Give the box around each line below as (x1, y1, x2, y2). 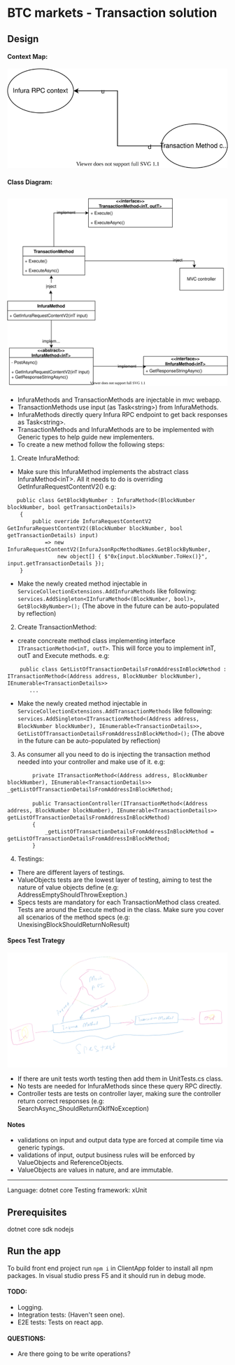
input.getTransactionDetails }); (7, 560, 105, 567)
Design (7, 33, 39, 45)
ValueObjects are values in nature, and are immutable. (17, 1166, 173, 1174)
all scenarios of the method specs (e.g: (17, 913, 131, 921)
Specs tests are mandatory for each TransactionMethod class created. (17, 897, 221, 906)
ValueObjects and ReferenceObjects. (17, 1159, 124, 1167)
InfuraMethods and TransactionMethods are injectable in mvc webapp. (17, 395, 222, 404)
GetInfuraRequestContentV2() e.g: (17, 482, 117, 491)
